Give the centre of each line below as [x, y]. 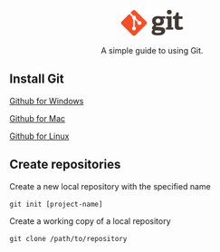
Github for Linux [39, 136]
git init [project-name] [56, 204]
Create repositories [65, 165]
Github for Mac [38, 118]
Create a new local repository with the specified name [110, 186]
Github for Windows [47, 101]
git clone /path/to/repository [68, 238]
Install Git [37, 79]
